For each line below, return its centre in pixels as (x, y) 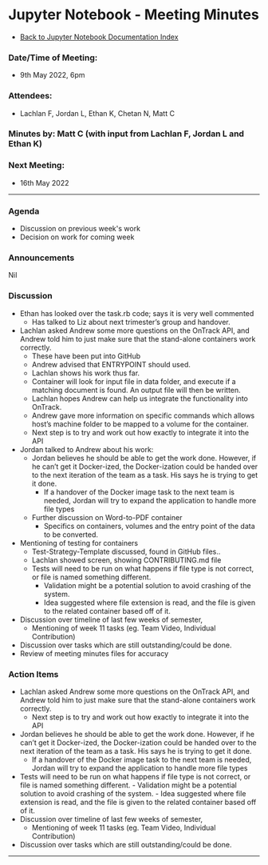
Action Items (33, 674)
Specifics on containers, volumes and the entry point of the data (149, 526)
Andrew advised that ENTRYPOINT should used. (111, 364)
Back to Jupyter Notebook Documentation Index (99, 37)
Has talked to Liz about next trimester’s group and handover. (131, 322)
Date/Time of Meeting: (53, 58)
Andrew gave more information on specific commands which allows (143, 415)
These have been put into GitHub (86, 356)
